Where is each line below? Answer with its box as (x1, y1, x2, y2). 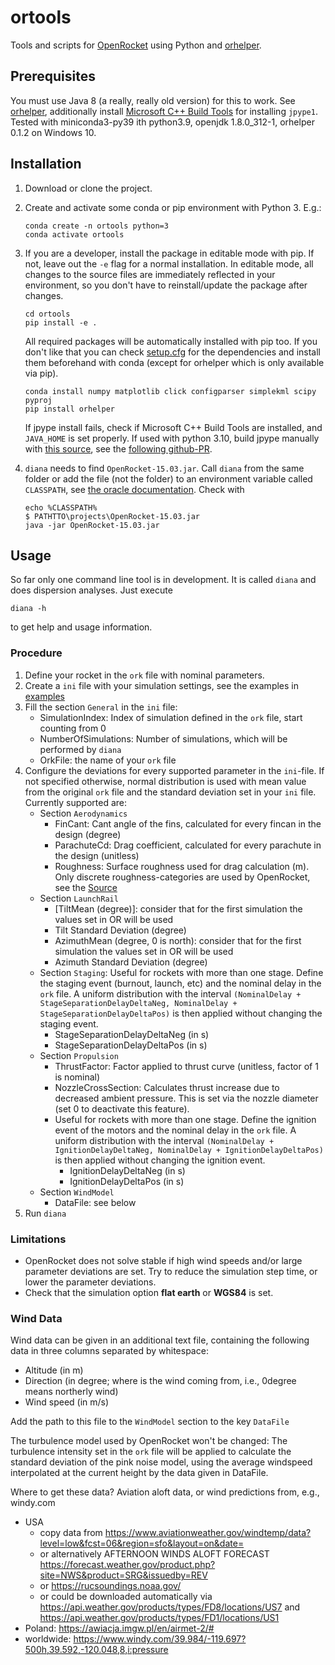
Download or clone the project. (24, 182, 153, 194)
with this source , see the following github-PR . (24, 442, 213, 455)
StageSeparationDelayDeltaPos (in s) (54, 1039, 208, 1051)
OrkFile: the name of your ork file (39, 754, 177, 766)
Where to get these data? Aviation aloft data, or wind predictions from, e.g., (10, 1486, 320, 1498)
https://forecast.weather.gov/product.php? (39, 1559, 216, 1571)
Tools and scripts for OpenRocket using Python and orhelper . (10, 39, 262, 51)
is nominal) (54, 1071, 101, 1083)
